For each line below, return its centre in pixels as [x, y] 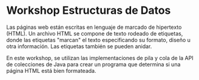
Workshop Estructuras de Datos [89, 11]
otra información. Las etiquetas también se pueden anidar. [79, 46]
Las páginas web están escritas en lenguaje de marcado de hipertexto [94, 27]
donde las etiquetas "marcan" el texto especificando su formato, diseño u [99, 40]
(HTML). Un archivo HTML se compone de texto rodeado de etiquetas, [95, 33]
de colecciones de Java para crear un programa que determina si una [93, 64]
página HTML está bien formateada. [51, 70]
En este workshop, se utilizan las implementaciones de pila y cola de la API [100, 58]
